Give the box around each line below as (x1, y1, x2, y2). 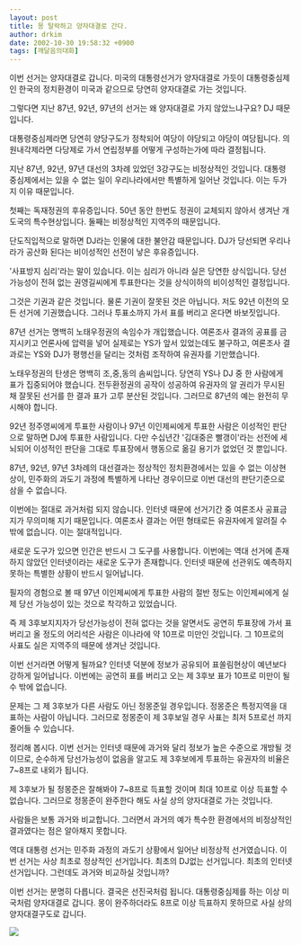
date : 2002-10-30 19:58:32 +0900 (9, 38, 135, 48)
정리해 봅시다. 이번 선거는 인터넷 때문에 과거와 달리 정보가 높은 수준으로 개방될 (9, 743, 283, 753)
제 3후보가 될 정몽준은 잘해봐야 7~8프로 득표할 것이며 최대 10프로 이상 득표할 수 (9, 784, 288, 795)
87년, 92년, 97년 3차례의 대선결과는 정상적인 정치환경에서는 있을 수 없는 (9, 462, 263, 473)
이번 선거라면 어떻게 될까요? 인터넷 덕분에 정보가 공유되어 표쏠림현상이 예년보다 (9, 659, 288, 670)
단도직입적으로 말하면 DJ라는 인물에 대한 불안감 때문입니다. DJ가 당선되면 (9, 236, 268, 246)
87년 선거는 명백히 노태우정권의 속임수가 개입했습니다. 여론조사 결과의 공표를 (9, 326, 279, 337)
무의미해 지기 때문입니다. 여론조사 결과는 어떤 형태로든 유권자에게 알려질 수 (25, 515, 288, 526)
